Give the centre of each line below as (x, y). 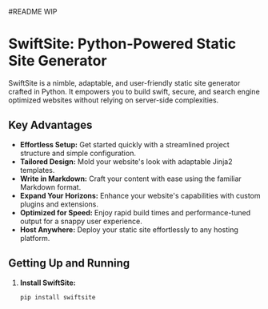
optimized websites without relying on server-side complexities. (114, 100)
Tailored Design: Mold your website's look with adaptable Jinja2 (126, 161)
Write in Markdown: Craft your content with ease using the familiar (130, 179)
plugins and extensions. (59, 204)
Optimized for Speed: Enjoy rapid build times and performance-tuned (135, 212)
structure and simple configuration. (78, 153)
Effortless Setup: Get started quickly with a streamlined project (124, 144)
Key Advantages (50, 125)
